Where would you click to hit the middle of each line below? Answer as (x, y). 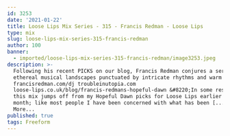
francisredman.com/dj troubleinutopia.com (75, 84)
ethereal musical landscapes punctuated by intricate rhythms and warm (118, 77)
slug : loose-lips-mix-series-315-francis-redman (78, 39)
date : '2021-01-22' (35, 20)
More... (24, 109)
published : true (30, 115)
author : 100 (24, 45)
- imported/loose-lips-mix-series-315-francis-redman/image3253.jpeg (114, 58)
